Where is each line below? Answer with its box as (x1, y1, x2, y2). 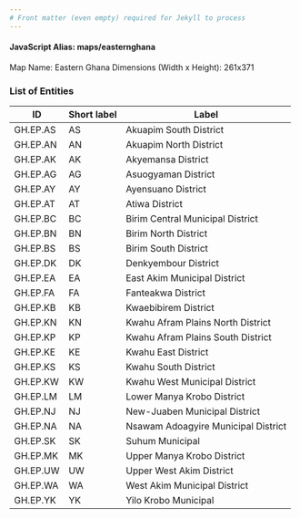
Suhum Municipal (125, 435, 200, 448)
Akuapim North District (125, 139, 224, 151)
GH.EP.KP (14, 331, 56, 344)
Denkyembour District (125, 257, 220, 270)
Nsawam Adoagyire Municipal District (125, 420, 287, 433)
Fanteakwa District (125, 286, 206, 299)
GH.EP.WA (14, 480, 59, 492)
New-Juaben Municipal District (125, 405, 261, 418)
